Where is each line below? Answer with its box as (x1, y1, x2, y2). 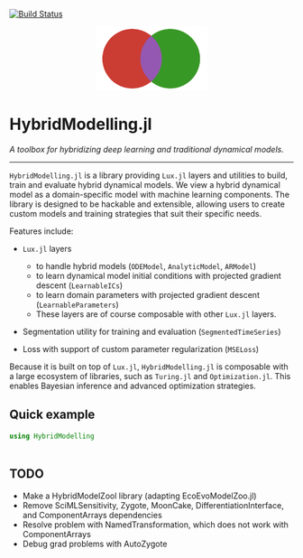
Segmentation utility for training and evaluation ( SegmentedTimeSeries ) (22, 326, 281, 338)
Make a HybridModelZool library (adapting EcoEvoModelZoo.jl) (22, 490, 257, 501)
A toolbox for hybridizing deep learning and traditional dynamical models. (9, 144, 284, 155)
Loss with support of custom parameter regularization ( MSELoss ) (22, 344, 260, 355)
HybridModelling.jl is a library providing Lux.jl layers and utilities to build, (9, 170, 289, 181)
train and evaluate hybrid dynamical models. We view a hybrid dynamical (9, 180, 281, 191)
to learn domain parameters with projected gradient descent (35, 290, 260, 301)
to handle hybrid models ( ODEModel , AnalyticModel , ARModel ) (35, 261, 257, 272)
